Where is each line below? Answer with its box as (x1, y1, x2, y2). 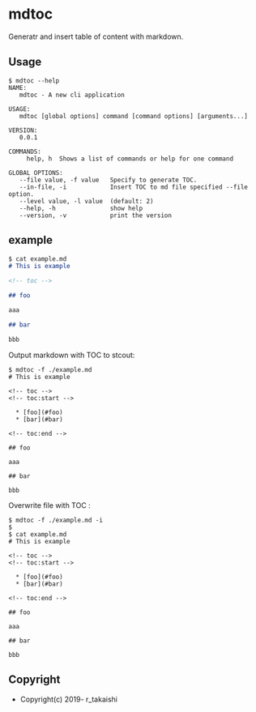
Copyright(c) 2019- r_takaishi (19, 694, 117, 704)
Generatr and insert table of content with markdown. (8, 32, 184, 41)
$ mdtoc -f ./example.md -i (8, 516, 104, 524)
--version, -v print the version (19, 211, 173, 220)
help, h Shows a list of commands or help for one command (26, 155, 233, 163)
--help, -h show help (19, 204, 143, 212)
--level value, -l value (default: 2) (19, 197, 154, 205)
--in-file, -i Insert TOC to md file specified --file (19, 183, 249, 191)
